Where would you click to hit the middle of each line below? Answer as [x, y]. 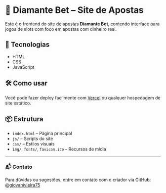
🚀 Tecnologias [27, 45]
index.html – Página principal [42, 134]
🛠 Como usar [26, 83]
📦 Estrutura [24, 119]
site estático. [18, 103]
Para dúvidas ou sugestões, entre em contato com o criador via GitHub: [78, 180]
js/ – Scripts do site [33, 139]
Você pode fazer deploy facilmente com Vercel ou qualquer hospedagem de [83, 97]
